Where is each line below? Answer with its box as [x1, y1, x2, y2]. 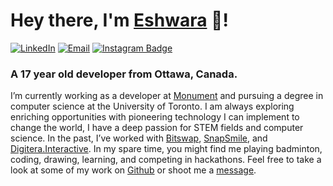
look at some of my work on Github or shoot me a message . [10, 164, 257, 176]
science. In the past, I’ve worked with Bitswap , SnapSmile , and [10, 132, 268, 144]
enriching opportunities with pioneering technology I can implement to [10, 111, 300, 123]
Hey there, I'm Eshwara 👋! [10, 9, 229, 32]
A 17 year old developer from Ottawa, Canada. [10, 67, 238, 81]
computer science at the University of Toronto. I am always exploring [10, 100, 295, 113]
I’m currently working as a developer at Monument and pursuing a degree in [10, 90, 324, 102]
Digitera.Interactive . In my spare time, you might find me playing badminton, [10, 143, 323, 155]
